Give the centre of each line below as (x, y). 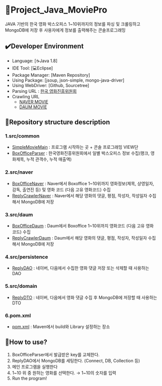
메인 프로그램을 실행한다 (35, 367)
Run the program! (29, 378)
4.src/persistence (27, 257)
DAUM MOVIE (33, 107)
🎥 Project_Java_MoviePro (56, 10)
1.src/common (22, 136)
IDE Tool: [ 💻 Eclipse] (32, 68)
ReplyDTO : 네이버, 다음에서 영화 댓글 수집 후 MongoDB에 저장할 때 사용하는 (84, 297)
